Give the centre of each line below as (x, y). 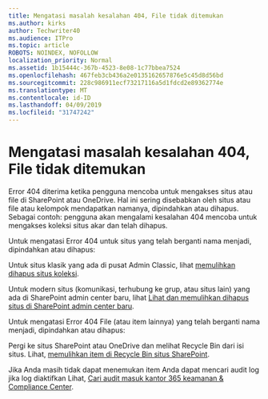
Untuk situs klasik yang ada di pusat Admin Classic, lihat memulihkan (122, 264)
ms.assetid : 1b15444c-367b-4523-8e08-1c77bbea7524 (94, 68)
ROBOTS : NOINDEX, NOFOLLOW (53, 53)
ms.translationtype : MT (48, 90)
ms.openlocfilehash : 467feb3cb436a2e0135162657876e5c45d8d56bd (116, 75)
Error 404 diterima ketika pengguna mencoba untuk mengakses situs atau (131, 191)
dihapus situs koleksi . (44, 273)
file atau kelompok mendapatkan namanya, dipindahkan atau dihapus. (124, 208)
